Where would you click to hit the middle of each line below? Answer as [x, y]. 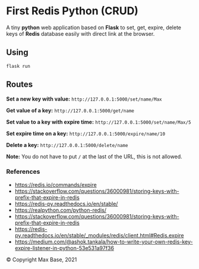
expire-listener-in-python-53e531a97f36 [64, 248]
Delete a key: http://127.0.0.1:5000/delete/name [67, 145]
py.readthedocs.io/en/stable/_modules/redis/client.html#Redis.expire [99, 235]
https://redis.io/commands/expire [56, 184]
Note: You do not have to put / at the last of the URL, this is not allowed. [94, 157]
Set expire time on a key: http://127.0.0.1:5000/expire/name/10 [86, 133]
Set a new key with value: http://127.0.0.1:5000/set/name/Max [84, 99]
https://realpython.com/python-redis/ [61, 210]
